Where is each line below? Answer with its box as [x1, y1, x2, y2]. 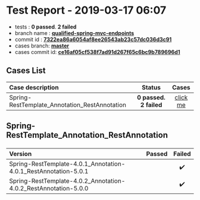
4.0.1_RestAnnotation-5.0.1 [9, 167, 89, 176]
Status [142, 83, 161, 91]
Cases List [6, 66, 46, 76]
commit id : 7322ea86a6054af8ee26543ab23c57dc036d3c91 [14, 36, 172, 43]
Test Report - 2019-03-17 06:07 [6, 4, 167, 17]
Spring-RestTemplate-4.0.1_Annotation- [9, 160, 126, 168]
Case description [9, 83, 59, 91]
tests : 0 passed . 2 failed [14, 23, 77, 30]
